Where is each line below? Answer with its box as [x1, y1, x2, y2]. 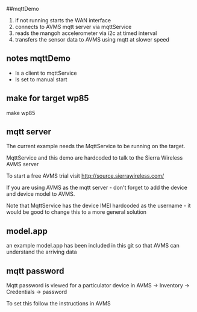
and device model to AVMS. [6, 190, 75, 198]
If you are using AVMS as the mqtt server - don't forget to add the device [6, 184, 188, 192]
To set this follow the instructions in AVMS [6, 300, 111, 307]
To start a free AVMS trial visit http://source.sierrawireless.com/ [6, 172, 164, 179]
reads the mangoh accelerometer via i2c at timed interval [14, 30, 157, 37]
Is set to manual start [14, 75, 67, 83]
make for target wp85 [6, 93, 89, 104]
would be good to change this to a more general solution [6, 208, 146, 216]
